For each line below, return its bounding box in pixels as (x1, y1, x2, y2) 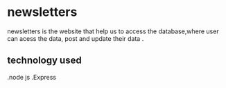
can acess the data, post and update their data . (7, 34, 144, 42)
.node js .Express (7, 73, 57, 81)
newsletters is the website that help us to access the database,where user (7, 27, 220, 35)
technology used (7, 55, 82, 67)
